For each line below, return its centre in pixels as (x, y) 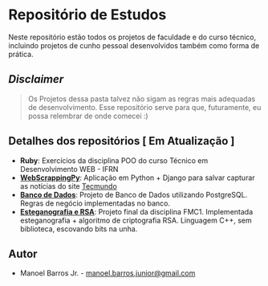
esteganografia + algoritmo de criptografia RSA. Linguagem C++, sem (136, 220)
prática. (21, 54)
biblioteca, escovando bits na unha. (79, 229)
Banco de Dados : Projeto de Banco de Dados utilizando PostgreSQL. (134, 194)
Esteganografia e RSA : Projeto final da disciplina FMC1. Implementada (136, 211)
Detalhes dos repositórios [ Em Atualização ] (122, 141)
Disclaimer (36, 79)
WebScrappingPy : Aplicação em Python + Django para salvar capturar (137, 178)
